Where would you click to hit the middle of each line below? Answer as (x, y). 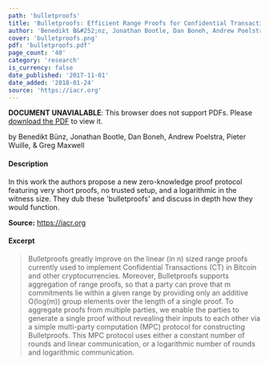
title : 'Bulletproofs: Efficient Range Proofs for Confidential (118, 23)
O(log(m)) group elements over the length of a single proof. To (130, 301)
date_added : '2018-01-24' (51, 82)
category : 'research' (44, 61)
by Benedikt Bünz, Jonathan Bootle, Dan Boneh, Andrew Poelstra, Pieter (127, 137)
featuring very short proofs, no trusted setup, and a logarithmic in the (122, 190)
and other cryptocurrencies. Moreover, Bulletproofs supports (128, 275)
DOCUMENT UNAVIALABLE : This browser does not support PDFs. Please (130, 113)
